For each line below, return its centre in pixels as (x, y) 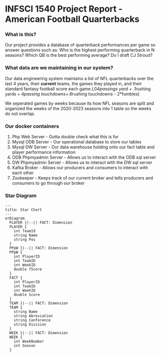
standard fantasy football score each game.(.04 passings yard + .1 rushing (78, 89)
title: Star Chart (23, 210)
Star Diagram (21, 196)
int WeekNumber (29, 341)
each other (23, 173)
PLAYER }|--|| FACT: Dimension (41, 223)
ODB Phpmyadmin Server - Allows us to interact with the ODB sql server (84, 157)
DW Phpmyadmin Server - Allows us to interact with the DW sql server (82, 162)
